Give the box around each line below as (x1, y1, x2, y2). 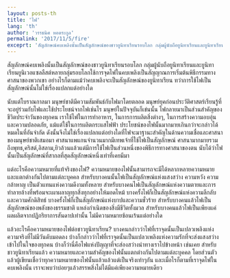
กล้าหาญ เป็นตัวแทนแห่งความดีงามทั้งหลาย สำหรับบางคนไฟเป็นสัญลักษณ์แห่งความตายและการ (7, 181, 216, 188)
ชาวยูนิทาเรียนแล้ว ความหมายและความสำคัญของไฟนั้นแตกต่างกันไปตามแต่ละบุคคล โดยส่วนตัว (7, 248, 218, 256)
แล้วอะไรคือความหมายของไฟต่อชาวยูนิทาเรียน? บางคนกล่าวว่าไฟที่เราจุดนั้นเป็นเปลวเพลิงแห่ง (7, 225, 214, 233)
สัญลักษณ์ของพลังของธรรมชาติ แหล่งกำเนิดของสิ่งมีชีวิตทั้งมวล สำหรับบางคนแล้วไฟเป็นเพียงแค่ (7, 203, 217, 212)
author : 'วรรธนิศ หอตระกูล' (7, 29, 75, 36)
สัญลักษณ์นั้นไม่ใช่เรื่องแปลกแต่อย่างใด (7, 84, 94, 92)
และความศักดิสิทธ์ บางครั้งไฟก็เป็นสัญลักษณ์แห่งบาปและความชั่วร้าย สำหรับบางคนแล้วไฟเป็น (7, 196, 212, 204)
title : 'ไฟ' (7, 16, 40, 23)
